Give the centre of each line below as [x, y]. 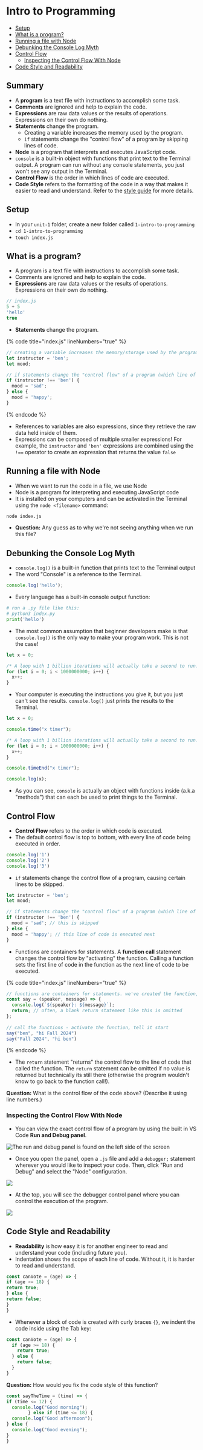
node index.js [24, 516]
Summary [25, 86]
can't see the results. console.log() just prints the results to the [94, 701]
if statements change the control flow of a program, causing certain [100, 878]
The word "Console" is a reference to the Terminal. [78, 574]
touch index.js [34, 238]
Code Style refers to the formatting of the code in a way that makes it [101, 184]
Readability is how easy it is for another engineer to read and [91, 1246]
